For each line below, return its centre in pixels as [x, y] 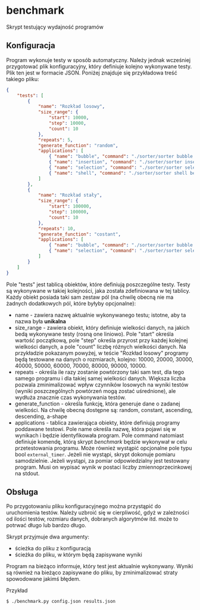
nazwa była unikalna [40, 321]
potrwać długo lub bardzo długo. [46, 525]
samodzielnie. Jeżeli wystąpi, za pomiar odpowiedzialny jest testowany [102, 460]
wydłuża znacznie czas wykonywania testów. [70, 397]
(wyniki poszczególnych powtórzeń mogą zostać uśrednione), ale [95, 391]
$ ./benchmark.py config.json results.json [61, 602]
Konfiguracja [31, 46]
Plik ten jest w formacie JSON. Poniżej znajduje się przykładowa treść [92, 73]
